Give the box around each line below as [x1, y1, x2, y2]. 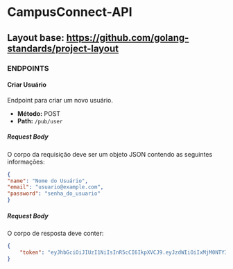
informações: [7, 157, 45, 166]
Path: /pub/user [17, 116, 63, 125]
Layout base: [7, 32, 64, 44]
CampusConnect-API [7, 4, 133, 20]
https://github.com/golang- [66, 32, 189, 44]
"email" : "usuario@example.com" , [7, 184, 104, 191]
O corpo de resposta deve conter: [7, 229, 104, 238]
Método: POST [17, 109, 61, 118]
